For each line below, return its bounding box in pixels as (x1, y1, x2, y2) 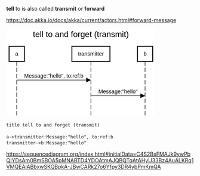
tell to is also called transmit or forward (6, 5, 105, 12)
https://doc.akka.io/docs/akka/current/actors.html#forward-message (6, 17, 177, 23)
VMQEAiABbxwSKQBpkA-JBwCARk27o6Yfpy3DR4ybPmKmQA (6, 163, 161, 170)
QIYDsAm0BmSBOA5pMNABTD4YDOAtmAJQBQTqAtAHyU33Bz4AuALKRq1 (6, 157, 194, 163)
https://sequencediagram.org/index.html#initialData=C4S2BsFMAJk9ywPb (6, 150, 191, 158)
